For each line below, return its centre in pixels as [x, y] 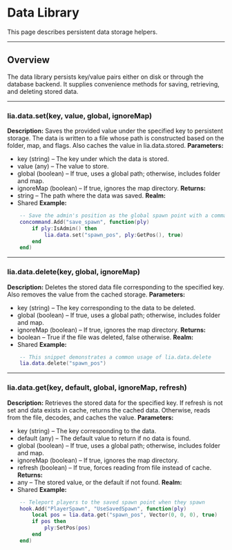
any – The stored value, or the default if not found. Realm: [99, 482]
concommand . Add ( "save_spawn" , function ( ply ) [85, 222]
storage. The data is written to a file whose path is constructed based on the [116, 138]
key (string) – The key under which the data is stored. [93, 159]
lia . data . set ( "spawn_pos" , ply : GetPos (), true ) [114, 235]
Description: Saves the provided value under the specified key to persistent [115, 131]
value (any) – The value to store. [63, 167]
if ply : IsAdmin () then [65, 228]
